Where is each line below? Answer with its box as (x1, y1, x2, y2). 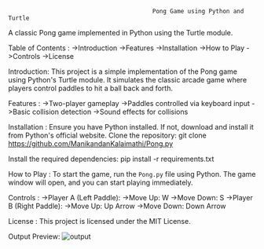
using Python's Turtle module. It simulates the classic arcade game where (8, 75, 247, 84)
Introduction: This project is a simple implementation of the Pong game (8, 67, 238, 76)
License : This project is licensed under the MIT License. (8, 217, 191, 225)
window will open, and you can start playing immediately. (8, 178, 194, 187)
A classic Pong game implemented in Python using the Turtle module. (8, 28, 233, 37)
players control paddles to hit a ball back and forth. (8, 83, 174, 93)
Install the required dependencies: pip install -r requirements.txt (8, 154, 214, 163)
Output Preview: (8, 232, 60, 241)
